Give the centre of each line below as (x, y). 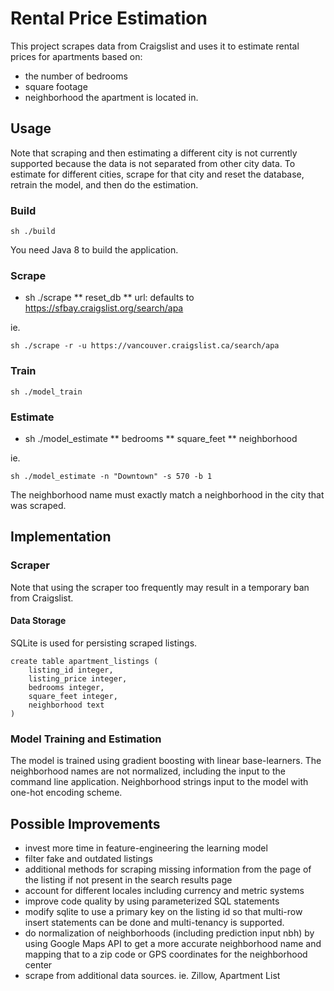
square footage (56, 86)
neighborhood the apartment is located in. (111, 97)
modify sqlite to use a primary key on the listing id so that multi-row (163, 911)
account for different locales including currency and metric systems (164, 890)
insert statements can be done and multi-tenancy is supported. (154, 922)
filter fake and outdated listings (88, 858)
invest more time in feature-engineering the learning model (146, 848)
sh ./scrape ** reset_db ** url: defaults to (109, 298)
